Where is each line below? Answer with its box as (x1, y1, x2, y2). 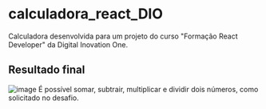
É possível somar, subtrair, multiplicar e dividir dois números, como (38, 84, 259, 94)
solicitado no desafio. (8, 93, 79, 103)
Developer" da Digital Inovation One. (8, 39, 129, 49)
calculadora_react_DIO (8, 5, 164, 23)
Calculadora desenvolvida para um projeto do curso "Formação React (8, 31, 238, 41)
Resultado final (8, 63, 85, 77)
